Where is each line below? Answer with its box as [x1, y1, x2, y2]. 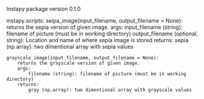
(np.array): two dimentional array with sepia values [6, 43, 134, 50]
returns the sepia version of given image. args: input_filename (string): [6, 24, 183, 31]
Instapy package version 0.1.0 [6, 5, 81, 12]
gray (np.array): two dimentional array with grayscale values [28, 87, 192, 93]
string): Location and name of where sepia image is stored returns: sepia [6, 37, 189, 43]
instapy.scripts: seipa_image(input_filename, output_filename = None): [6, 17, 183, 24]
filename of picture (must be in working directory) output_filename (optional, [6, 30, 198, 37]
